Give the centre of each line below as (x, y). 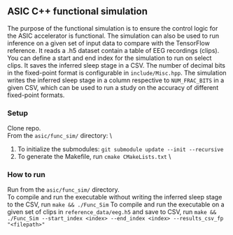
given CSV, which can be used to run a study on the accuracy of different (113, 87)
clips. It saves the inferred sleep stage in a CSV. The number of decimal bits (116, 65)
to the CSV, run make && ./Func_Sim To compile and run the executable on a (116, 204)
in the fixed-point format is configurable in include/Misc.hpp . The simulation (117, 73)
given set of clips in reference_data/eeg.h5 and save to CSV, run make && (112, 212)
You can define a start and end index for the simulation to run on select (110, 58)
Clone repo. (24, 128)
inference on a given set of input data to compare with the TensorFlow (108, 43)
